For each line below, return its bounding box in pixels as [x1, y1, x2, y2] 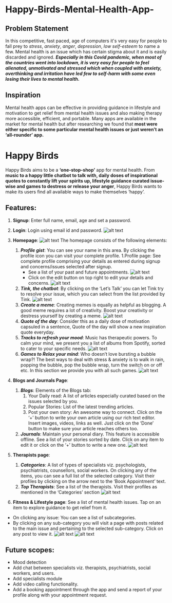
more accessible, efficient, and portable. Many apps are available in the [5, 115, 157, 121]
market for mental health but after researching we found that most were [5, 121, 158, 127]
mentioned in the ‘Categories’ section [20, 489, 100, 495]
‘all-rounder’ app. [5, 132, 44, 138]
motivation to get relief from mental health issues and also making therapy [5, 109, 163, 116]
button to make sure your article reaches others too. [28, 425, 139, 431]
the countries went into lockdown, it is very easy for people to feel [5, 60, 149, 65]
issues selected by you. [28, 398, 78, 404]
